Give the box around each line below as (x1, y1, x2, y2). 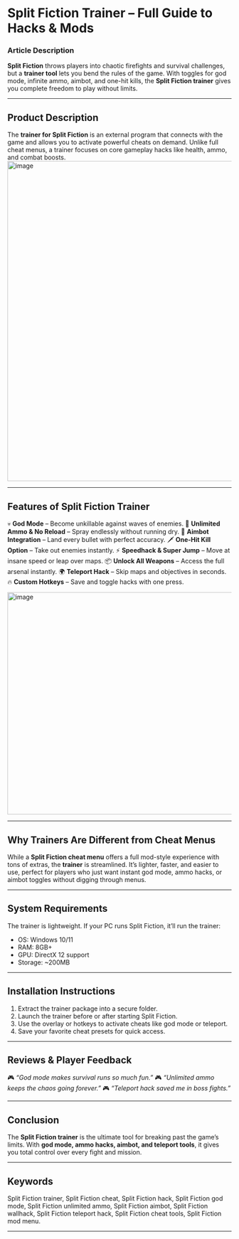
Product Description (7, 112, 99, 124)
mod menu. (7, 1216, 41, 1225)
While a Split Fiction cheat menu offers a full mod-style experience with (7, 852, 220, 861)
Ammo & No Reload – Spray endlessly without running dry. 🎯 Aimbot (7, 528, 210, 536)
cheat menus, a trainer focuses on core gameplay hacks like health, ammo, (7, 146, 228, 154)
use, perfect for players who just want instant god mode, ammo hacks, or (7, 868, 223, 876)
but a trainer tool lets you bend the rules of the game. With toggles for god (7, 69, 227, 78)
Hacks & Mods (7, 20, 95, 36)
